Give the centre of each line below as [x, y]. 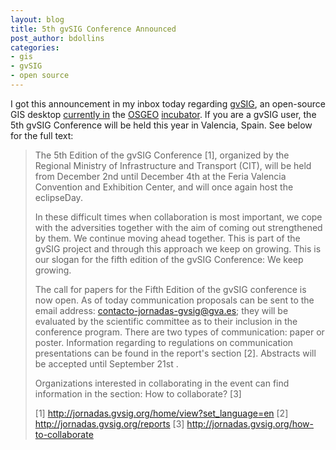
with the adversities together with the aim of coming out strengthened [178, 227]
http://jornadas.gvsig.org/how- [250, 423]
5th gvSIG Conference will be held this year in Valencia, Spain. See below [161, 125]
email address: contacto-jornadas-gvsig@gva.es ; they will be [161, 310]
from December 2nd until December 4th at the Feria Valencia [160, 176]
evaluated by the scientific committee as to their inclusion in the [166, 321]
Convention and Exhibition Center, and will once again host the [164, 187]
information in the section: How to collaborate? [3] [138, 393]
